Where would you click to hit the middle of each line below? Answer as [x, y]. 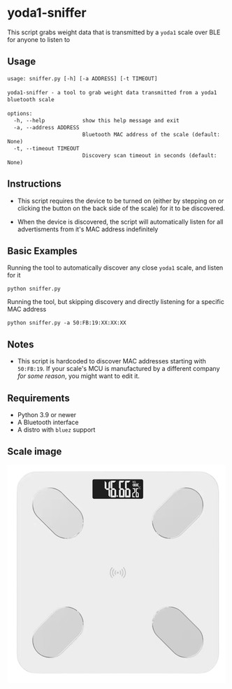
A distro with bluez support [56, 430]
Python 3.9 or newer [47, 415]
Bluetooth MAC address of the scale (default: [151, 134]
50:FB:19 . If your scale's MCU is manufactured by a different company [118, 369]
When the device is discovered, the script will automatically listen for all [120, 222]
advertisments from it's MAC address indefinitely [88, 229]
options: [20, 113]
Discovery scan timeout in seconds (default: [150, 155]
